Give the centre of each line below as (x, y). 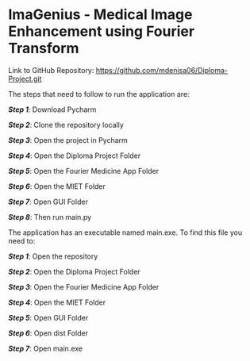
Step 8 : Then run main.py (50, 217)
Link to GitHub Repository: (51, 70)
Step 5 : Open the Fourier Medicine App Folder (84, 171)
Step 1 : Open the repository (53, 256)
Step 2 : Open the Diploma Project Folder (74, 271)
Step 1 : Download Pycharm (52, 109)
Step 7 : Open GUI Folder (48, 202)
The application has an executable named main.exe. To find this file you (125, 232)
